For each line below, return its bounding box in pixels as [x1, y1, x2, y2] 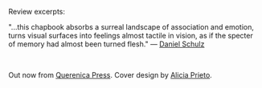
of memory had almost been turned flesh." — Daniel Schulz [8, 39, 205, 49]
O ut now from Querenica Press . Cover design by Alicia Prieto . [8, 70, 213, 79]
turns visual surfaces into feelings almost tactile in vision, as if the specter [8, 31, 253, 40]
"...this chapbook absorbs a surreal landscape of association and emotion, [8, 22, 255, 31]
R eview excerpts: [8, 7, 66, 16]
